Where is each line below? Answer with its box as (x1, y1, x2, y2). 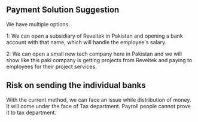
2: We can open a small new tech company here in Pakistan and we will (6, 50, 182, 57)
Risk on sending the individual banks (6, 80, 147, 90)
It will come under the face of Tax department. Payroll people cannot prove (6, 102, 191, 109)
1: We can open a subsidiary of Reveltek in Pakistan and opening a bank (6, 32, 184, 39)
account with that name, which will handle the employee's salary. (6, 38, 167, 45)
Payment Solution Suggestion (6, 5, 120, 15)
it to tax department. (6, 109, 57, 116)
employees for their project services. (6, 63, 97, 70)
